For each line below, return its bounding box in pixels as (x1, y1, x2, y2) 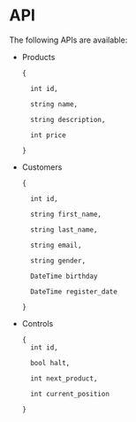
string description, (30, 115, 106, 124)
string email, (30, 241, 82, 249)
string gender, (30, 256, 87, 265)
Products (21, 51, 56, 62)
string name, (30, 99, 79, 109)
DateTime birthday (30, 272, 98, 280)
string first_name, (30, 210, 102, 219)
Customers (21, 161, 63, 173)
